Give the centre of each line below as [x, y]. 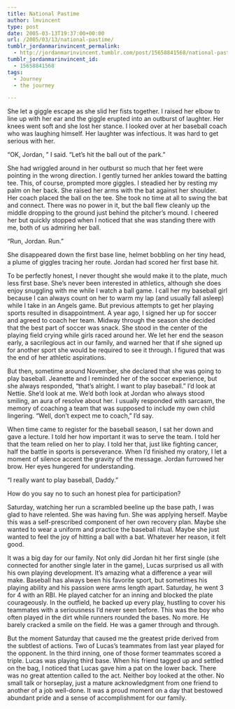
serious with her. [31, 141]
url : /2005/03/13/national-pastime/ [60, 40]
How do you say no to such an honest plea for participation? [94, 493]
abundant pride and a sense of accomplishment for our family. [97, 698]
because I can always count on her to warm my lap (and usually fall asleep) [116, 298]
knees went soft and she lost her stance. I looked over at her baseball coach [117, 126]
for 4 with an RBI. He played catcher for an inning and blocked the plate [110, 595]
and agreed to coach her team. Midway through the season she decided [111, 321]
